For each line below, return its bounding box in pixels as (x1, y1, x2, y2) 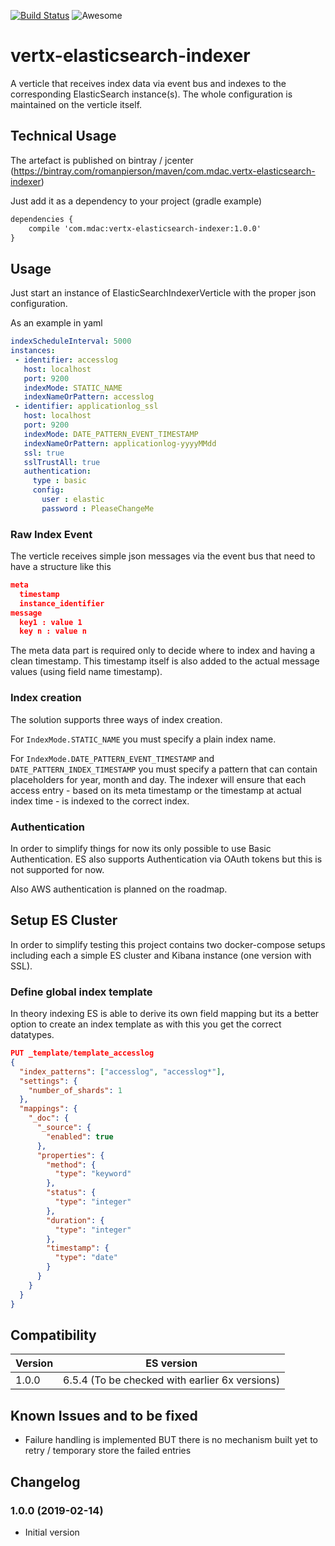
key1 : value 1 (19, 617, 83, 627)
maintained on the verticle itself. (10, 98, 143, 110)
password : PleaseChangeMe (41, 503, 155, 514)
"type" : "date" (54, 1253, 118, 1263)
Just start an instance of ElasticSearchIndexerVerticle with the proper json (10, 287, 317, 299)
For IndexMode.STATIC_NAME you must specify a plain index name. (10, 733, 277, 745)
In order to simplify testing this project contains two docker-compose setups (10, 938, 326, 950)
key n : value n (19, 626, 87, 637)
